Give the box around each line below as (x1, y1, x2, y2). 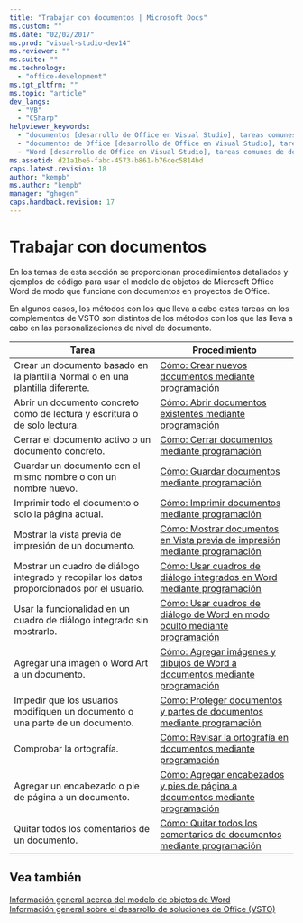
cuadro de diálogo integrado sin (14, 614, 149, 626)
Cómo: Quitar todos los (160, 817, 258, 829)
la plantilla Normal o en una (14, 370, 129, 383)
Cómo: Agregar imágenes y (160, 645, 277, 658)
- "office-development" (17, 72, 106, 81)
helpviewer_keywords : (9, 123, 91, 132)
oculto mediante (160, 619, 229, 632)
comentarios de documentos (160, 827, 282, 840)
